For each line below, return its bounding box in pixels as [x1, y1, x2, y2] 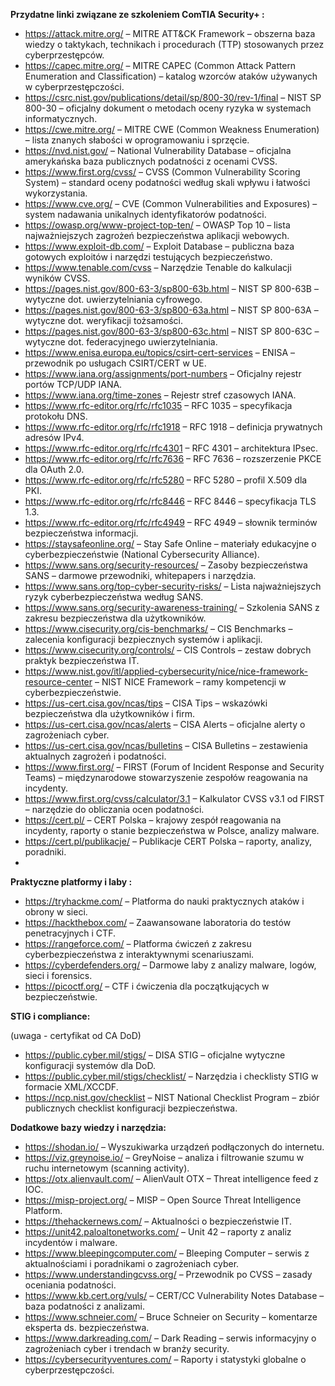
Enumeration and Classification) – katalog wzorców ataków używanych [24, 70, 318, 82]
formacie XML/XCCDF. [24, 1081, 119, 1093]
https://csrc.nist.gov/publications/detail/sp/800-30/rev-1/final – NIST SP [24, 92, 322, 103]
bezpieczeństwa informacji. [24, 527, 139, 539]
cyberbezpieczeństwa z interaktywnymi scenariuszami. [24, 949, 255, 960]
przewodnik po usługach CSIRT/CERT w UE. [24, 357, 207, 369]
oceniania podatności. [24, 1279, 117, 1291]
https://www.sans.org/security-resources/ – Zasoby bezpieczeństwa [24, 559, 308, 571]
